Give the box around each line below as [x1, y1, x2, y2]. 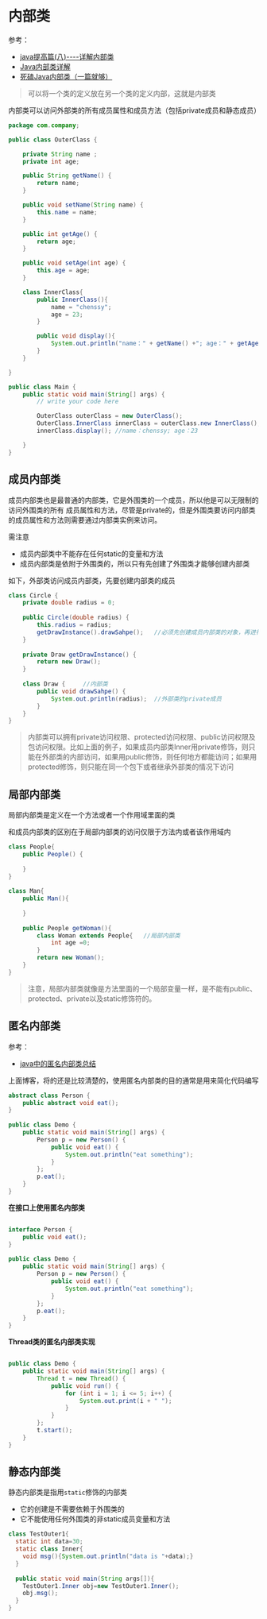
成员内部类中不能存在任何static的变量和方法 [19, 549, 164, 558]
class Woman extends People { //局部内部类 [37, 931, 180, 940]
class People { [8, 843, 56, 851]
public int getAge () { [22, 230, 98, 238]
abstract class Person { [8, 1092, 91, 1099]
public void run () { [50, 1381, 119, 1390]
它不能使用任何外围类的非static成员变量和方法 [19, 1514, 171, 1524]
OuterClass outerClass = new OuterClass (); [37, 412, 183, 420]
